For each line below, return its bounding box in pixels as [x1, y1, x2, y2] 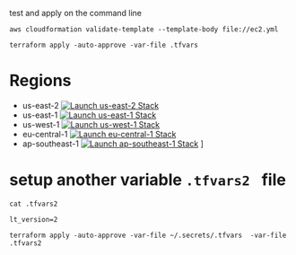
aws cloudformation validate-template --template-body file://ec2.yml [9, 25, 279, 34]
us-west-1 [22, 119, 60, 129]
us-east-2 [22, 100, 60, 110]
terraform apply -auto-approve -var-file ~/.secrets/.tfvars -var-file [9, 231, 287, 240]
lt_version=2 [9, 215, 58, 224]
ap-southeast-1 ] [22, 138, 205, 149]
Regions [9, 71, 72, 91]
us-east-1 [22, 110, 58, 120]
